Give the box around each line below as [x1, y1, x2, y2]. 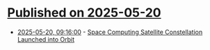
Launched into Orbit [17, 35, 75, 43]
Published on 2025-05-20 [7, 5, 161, 21]
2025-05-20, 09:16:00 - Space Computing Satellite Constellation [17, 28, 203, 36]
